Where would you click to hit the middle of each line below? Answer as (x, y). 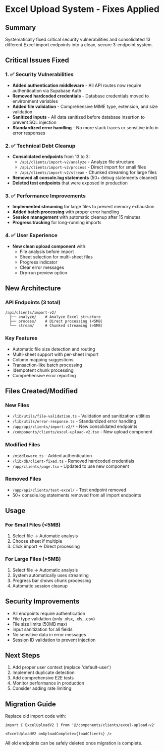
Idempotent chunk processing (43, 370)
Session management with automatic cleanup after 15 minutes (77, 217)
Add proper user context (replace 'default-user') (62, 668)
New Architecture (33, 288)
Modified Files (23, 445)
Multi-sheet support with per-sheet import (55, 354)
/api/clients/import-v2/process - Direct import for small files (83, 167)
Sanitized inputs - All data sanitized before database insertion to (79, 117)
